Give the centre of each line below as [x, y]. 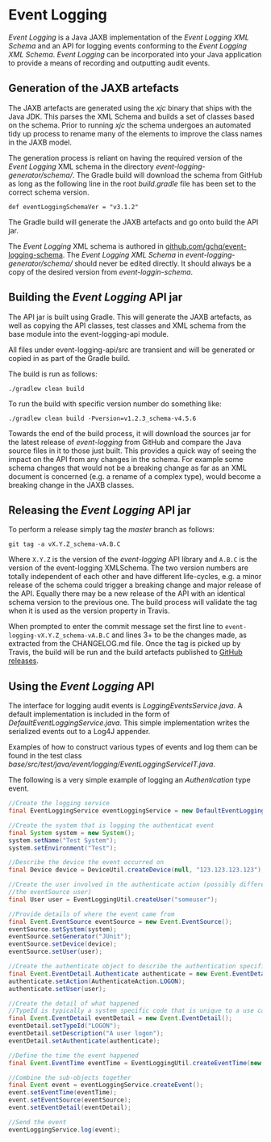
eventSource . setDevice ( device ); [63, 944]
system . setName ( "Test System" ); [63, 840]
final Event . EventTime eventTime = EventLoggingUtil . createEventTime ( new [135, 1063]
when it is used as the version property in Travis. [89, 611]
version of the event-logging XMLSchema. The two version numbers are [128, 568]
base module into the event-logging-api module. [89, 334]
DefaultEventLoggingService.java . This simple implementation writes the [129, 723]
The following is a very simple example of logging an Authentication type [130, 780]
